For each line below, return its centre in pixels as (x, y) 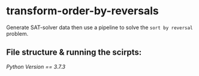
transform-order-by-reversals (82, 11)
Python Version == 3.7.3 (36, 66)
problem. (17, 33)
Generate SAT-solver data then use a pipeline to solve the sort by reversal (99, 27)
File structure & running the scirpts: (74, 53)
